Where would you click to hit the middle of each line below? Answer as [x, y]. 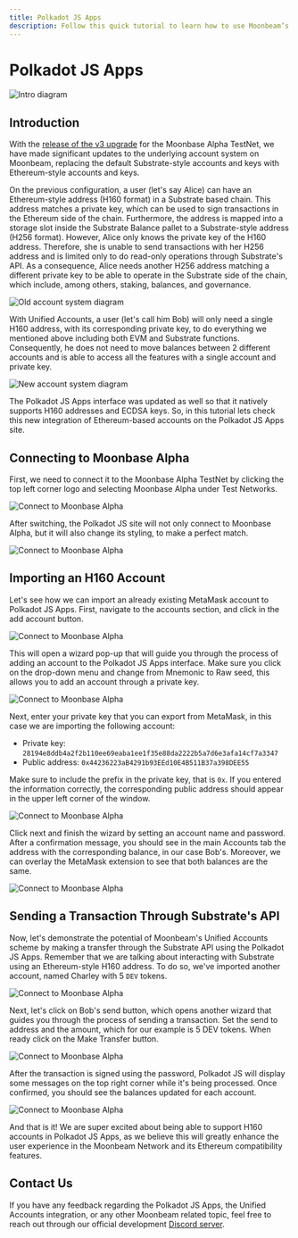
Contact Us [41, 1184]
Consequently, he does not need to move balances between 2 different [140, 348]
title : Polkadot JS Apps [55, 17]
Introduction [45, 123]
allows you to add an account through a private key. [104, 681]
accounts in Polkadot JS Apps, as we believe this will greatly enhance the [144, 1136]
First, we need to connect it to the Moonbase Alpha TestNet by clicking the [146, 479]
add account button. [46, 619]
